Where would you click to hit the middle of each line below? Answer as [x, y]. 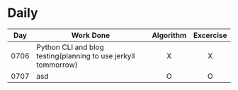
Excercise [210, 35]
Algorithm [169, 35]
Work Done [91, 35]
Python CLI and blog [70, 47]
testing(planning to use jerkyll [86, 56]
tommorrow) [57, 65]
